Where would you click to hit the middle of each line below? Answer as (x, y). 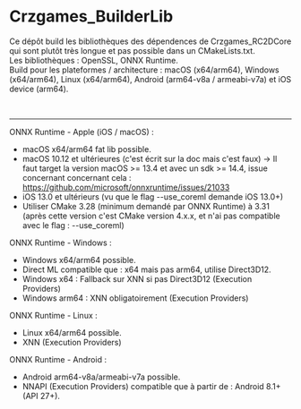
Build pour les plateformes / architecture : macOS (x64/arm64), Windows (144, 70)
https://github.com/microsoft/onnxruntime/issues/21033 (126, 187)
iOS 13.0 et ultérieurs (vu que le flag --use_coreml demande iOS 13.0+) (153, 196)
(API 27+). (41, 396)
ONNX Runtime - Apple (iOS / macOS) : (82, 132)
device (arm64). (39, 89)
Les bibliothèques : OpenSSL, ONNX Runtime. (94, 60)
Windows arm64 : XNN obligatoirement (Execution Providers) (135, 298)
